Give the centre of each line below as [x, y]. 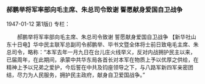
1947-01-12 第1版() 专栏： [38, 24]
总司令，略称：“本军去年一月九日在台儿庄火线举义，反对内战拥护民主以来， [101, 52]
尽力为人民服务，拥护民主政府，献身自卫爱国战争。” [81, 75]
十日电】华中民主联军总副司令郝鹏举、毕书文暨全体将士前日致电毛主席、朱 [105, 44]
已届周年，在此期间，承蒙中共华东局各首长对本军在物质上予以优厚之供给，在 [103, 60]
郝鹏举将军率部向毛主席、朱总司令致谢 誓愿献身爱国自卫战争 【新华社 [104, 37]
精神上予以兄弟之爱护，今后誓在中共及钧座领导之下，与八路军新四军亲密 [97, 68]
